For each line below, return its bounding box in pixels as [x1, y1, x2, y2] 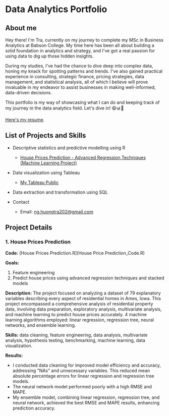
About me [5, 24, 37, 32]
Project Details [5, 223, 52, 232]
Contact [12, 199, 29, 205]
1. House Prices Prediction [5, 239, 71, 246]
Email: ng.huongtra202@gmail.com [20, 208, 93, 215]
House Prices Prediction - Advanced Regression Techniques [20, 154, 146, 160]
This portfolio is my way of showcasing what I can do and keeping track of [5, 99, 160, 105]
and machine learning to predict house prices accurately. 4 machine [5, 311, 147, 317]
